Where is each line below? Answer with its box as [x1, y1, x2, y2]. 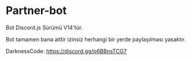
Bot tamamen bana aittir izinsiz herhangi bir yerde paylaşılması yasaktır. [6, 35, 186, 43]
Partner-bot [6, 4, 67, 18]
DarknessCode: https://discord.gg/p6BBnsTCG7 [6, 47, 127, 55]
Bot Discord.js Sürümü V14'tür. [6, 24, 83, 31]
